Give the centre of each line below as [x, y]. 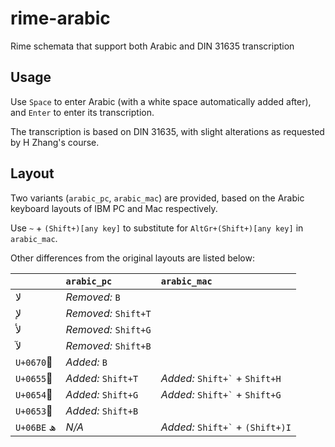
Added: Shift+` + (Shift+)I [226, 427]
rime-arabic [60, 18]
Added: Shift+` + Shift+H [221, 378]
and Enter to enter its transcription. [82, 112]
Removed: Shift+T [108, 313]
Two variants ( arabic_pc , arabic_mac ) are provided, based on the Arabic [157, 198]
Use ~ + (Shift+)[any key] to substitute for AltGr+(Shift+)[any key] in [157, 228]
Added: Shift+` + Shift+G [221, 394]
